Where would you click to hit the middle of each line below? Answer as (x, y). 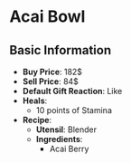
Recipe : (37, 120)
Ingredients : (59, 139)
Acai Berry (69, 149)
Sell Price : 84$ (51, 81)
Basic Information (61, 50)
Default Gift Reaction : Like (72, 91)
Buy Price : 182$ (52, 72)
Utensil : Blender (66, 129)
